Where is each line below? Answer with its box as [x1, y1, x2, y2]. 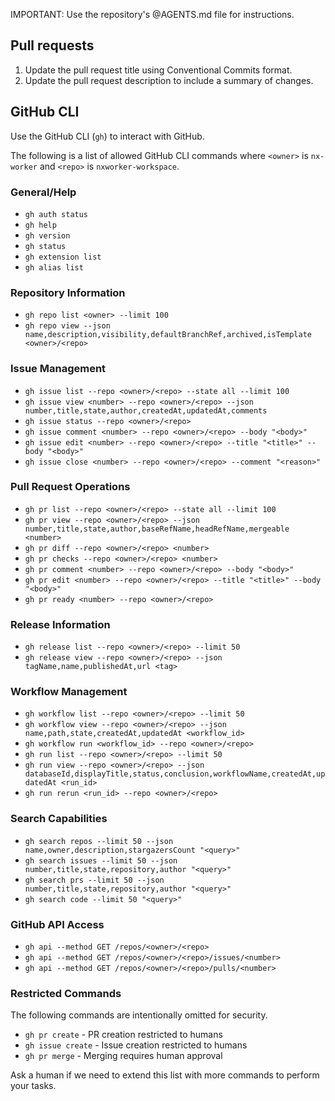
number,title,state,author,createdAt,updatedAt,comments [24, 405, 268, 416]
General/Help [10, 185, 77, 199]
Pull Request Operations [10, 480, 131, 494]
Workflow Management [10, 685, 128, 699]
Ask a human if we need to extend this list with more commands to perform [10, 1069, 320, 1081]
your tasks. [10, 1080, 57, 1092]
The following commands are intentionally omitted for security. [10, 1009, 268, 1021]
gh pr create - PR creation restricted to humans [24, 1029, 223, 1041]
